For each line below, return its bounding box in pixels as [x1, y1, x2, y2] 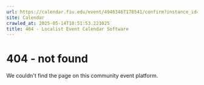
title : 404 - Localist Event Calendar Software [6, 25, 129, 32]
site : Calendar [6, 15, 45, 21]
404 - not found [6, 52, 88, 66]
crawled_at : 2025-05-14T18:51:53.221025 [6, 20, 110, 26]
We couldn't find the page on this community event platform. [6, 72, 158, 80]
